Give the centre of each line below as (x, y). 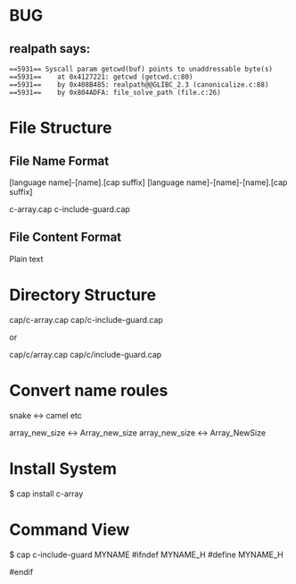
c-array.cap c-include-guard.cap (70, 209)
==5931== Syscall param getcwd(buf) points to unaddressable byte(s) (141, 69)
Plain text (26, 258)
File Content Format (66, 237)
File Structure (61, 128)
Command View (70, 529)
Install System (63, 468)
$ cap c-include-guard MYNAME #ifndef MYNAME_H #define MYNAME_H (146, 554)
